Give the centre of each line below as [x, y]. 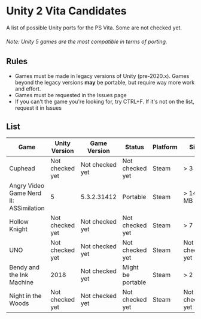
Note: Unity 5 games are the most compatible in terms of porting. [87, 41]
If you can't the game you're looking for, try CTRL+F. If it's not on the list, [104, 101]
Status [135, 147]
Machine [22, 282]
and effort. [28, 89]
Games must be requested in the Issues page [71, 95]
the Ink [19, 275]
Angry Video [27, 186]
